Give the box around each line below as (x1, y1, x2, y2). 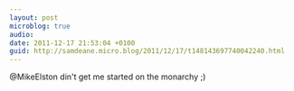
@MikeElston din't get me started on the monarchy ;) (9, 71, 206, 82)
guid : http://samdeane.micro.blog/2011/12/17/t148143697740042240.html (9, 47, 285, 56)
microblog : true (9, 22, 71, 31)
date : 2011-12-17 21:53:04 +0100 (9, 38, 136, 48)
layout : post (9, 13, 59, 23)
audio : (9, 30, 34, 39)
